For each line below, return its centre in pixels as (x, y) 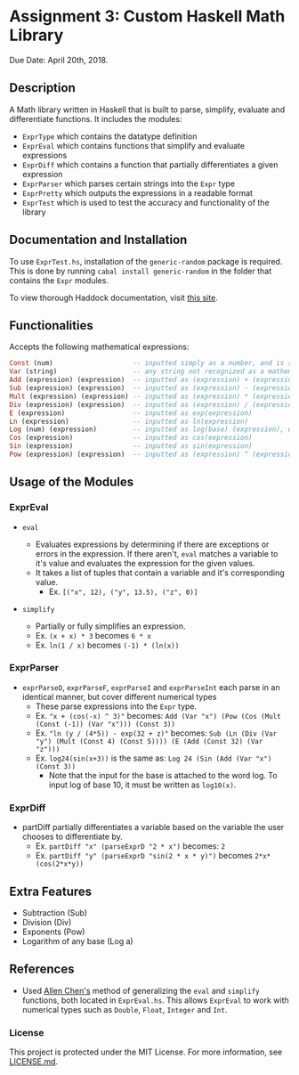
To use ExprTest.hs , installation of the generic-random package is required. (146, 261)
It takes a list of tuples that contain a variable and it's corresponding (160, 573)
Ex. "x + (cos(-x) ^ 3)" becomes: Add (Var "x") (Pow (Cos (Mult (158, 715)
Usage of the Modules (72, 482)
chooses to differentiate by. (72, 837)
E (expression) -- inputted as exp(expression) (131, 413)
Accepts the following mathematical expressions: (99, 347)
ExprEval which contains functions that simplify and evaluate (133, 145)
